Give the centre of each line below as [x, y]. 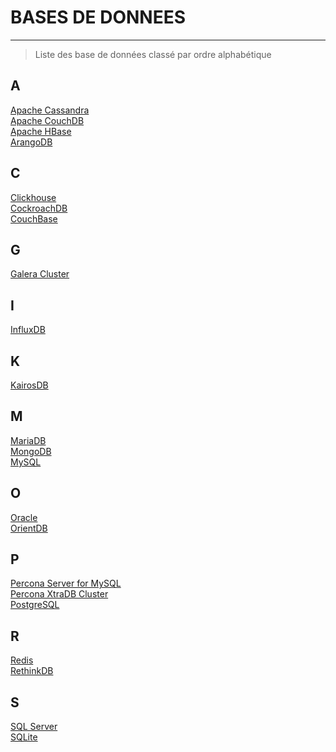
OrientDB [29, 528]
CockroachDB [39, 208]
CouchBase [34, 218]
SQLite [24, 737]
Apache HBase [41, 131]
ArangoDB [31, 142]
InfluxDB [28, 330]
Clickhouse [33, 197]
